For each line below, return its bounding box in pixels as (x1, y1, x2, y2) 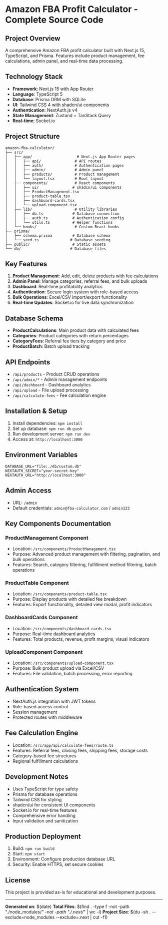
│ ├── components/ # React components (5, 180, 115, 186)
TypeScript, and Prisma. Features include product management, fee (5, 53, 145, 59)
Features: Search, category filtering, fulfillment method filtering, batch (12, 562, 157, 568)
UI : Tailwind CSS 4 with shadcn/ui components (12, 102, 109, 108)
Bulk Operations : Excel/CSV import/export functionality (12, 294, 127, 300)
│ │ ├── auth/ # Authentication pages (5, 163, 124, 168)
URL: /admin (12, 500, 37, 506)
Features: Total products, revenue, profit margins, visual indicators (12, 636, 149, 642)
